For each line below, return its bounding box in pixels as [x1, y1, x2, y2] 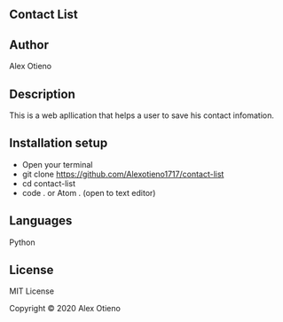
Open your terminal [21, 159, 93, 169]
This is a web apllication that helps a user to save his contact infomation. [9, 110, 275, 121]
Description [9, 86, 75, 101]
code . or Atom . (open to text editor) [21, 187, 156, 198]
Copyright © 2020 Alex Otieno [9, 303, 122, 314]
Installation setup [9, 136, 108, 151]
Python [9, 237, 35, 247]
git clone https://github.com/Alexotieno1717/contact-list [21, 169, 224, 179]
